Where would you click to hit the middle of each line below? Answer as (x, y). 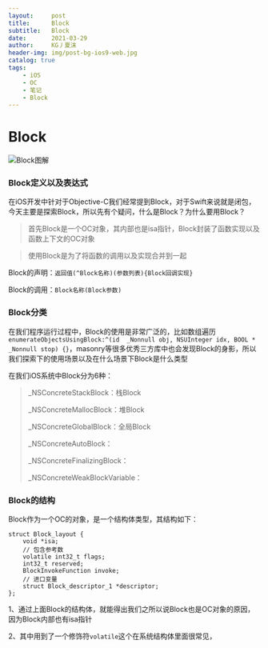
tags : (17, 68)
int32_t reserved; (53, 564)
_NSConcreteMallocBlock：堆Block (86, 410)
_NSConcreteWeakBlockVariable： (85, 478)
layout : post (37, 16)
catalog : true (32, 61)
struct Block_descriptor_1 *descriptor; (91, 586)
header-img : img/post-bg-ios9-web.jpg (73, 53)
